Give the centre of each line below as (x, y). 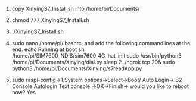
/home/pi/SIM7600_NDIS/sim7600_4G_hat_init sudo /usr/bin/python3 (97, 56)
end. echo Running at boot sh (48, 49)
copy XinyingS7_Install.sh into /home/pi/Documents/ (76, 9)
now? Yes (24, 92)
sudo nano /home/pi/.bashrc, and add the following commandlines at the (101, 43)
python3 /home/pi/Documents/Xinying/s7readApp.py (77, 68)
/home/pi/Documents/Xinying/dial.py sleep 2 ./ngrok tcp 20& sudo (93, 62)
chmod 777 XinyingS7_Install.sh (50, 20)
